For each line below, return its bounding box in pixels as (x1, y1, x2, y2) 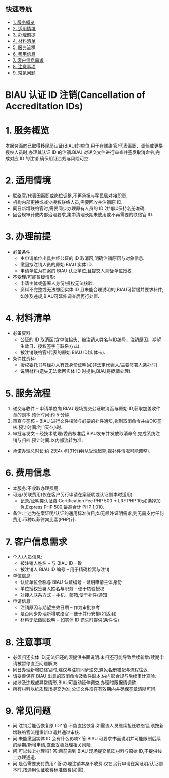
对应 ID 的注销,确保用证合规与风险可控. (9, 155, 90, 161)
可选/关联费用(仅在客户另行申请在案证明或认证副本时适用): (12, 491, 134, 497)
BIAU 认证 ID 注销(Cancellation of (5, 89, 146, 101)
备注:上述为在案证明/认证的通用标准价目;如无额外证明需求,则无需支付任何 (12, 510, 164, 516)
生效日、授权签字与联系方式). (20, 343, 81, 349)
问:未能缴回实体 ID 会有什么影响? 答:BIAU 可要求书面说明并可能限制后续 (12, 736, 161, 742)
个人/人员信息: (12, 554, 42, 560)
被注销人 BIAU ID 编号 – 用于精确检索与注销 (20, 566, 110, 572)
